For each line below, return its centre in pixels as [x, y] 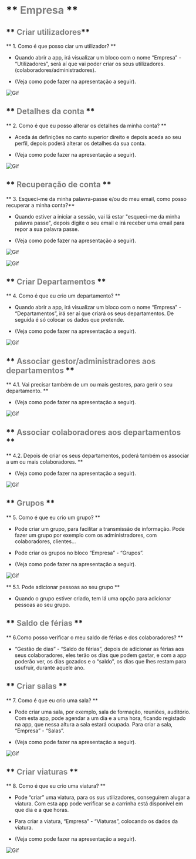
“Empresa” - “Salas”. [39, 731]
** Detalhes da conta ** [50, 112]
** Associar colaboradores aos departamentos [94, 432]
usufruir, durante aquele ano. [50, 668]
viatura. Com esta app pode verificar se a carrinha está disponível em [99, 804]
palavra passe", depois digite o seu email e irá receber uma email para [99, 223]
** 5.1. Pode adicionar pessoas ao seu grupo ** [63, 587]
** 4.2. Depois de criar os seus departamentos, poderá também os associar [98, 456]
